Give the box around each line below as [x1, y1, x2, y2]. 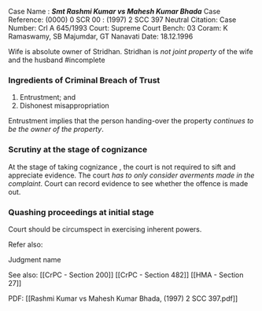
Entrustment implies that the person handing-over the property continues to [8, 116, 254, 126]
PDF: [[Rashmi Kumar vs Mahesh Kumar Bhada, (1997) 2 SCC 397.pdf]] [8, 294, 238, 303]
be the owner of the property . [8, 125, 104, 134]
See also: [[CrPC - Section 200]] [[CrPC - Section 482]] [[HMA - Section [8, 270, 244, 280]
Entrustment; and [19, 93, 76, 102]
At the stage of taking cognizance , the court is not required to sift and [8, 162, 236, 171]
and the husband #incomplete [8, 55, 105, 64]
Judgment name [8, 254, 61, 264]
